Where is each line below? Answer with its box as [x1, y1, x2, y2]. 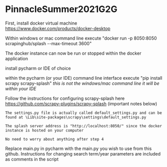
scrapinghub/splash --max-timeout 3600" [5, 40, 92, 46]
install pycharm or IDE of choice [5, 65, 71, 71]
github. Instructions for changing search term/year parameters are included [5, 150, 161, 156]
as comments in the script [5, 156, 59, 162]
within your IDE [5, 85, 36, 91]
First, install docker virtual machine [5, 20, 77, 26]
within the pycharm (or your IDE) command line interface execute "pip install [5, 75, 162, 81]
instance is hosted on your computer [5, 128, 84, 133]
